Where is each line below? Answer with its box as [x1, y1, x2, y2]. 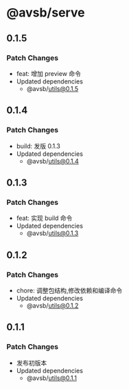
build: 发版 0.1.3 [16, 141, 61, 150]
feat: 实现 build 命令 [16, 214, 73, 222]
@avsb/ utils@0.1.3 [26, 229, 79, 237]
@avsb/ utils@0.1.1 [26, 374, 77, 382]
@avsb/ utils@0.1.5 [26, 84, 79, 92]
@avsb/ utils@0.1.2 [26, 301, 79, 310]
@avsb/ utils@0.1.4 [26, 157, 80, 165]
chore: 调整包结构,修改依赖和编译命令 [16, 286, 123, 295]
